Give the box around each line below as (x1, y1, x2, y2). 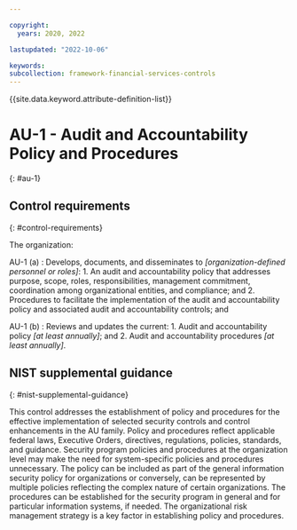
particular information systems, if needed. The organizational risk (9, 501, 248, 511)
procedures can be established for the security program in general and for (9, 491, 281, 502)
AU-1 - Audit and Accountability (9, 125, 248, 145)
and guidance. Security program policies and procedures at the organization (9, 444, 288, 455)
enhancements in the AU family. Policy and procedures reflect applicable (9, 425, 276, 436)
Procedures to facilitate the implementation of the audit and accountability (9, 294, 280, 305)
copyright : (9, 20, 50, 29)
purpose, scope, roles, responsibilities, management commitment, (9, 275, 251, 286)
